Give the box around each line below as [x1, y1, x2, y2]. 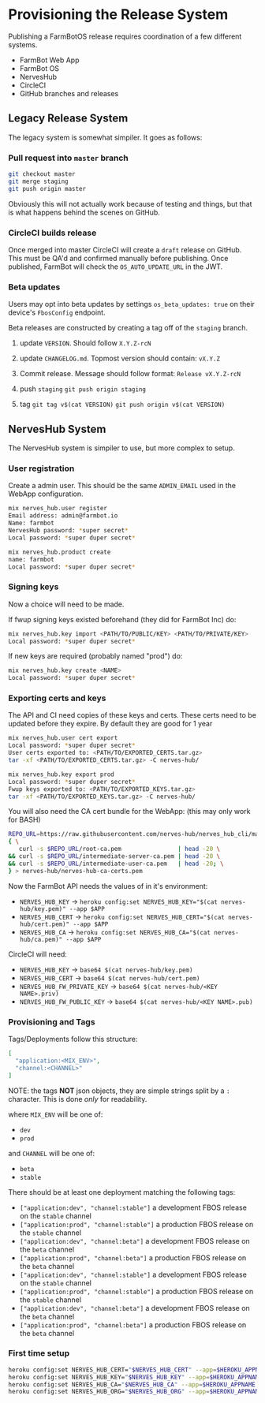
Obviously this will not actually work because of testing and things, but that [8, 199, 252, 208]
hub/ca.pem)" [19, 935, 63, 943]
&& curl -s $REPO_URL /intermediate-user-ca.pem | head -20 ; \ [8, 860, 224, 868]
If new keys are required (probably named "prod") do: [8, 651, 183, 661]
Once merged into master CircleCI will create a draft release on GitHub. [8, 244, 242, 254]
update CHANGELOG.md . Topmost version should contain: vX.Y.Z [19, 353, 221, 364]
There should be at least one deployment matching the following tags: [8, 1187, 236, 1196]
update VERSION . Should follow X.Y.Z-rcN [19, 338, 151, 348]
